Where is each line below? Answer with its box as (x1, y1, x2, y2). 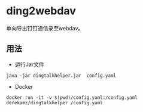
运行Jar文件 (14, 61, 44, 68)
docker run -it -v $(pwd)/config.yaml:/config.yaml (6, 94, 138, 101)
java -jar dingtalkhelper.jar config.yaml (6, 73, 117, 79)
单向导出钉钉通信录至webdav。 (6, 24, 84, 32)
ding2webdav (6, 4, 76, 18)
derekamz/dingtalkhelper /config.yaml (6, 99, 103, 105)
